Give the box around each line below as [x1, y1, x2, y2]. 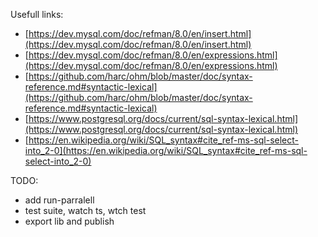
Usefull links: [10, 9, 64, 20]
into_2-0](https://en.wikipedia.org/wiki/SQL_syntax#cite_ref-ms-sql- [24, 145, 308, 156]
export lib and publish [24, 215, 115, 227]
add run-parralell [24, 194, 95, 206]
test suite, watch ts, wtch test [24, 205, 147, 216]
